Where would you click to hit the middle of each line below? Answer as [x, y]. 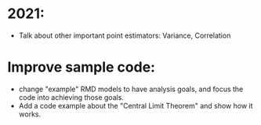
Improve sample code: [82, 67]
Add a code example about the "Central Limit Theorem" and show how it [136, 105]
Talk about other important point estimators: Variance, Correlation [125, 35]
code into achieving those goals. [71, 97]
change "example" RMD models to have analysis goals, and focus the [131, 89]
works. [29, 114]
